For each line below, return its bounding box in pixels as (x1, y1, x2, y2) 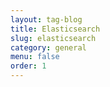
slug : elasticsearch (10, 33, 97, 43)
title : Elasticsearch (10, 24, 101, 34)
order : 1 (10, 61, 47, 71)
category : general (10, 42, 87, 53)
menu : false (10, 52, 60, 62)
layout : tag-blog (10, 14, 83, 25)
